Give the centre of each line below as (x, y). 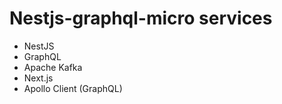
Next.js (38, 78)
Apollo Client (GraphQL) (73, 88)
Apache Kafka (53, 67)
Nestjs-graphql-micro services (141, 18)
